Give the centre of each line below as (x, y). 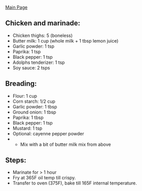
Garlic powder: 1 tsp (33, 46)
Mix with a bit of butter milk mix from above (65, 144)
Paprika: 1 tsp (27, 51)
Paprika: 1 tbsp (28, 117)
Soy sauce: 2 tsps (31, 67)
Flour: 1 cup (25, 96)
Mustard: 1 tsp (27, 128)
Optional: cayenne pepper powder (48, 133)
